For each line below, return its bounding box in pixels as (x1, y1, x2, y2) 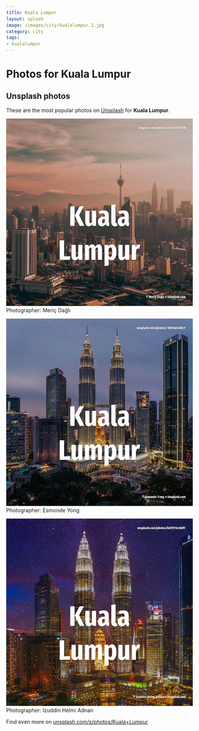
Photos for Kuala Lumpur (6, 67, 131, 81)
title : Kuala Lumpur (6, 10, 57, 15)
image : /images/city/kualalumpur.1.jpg (6, 22, 105, 28)
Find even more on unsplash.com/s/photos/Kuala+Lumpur (6, 719, 148, 725)
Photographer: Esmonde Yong (6, 507, 80, 514)
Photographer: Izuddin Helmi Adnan (6, 707, 94, 714)
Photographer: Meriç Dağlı (6, 307, 71, 313)
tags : (6, 34, 20, 41)
